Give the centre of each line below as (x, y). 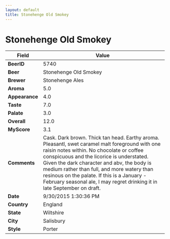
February (54, 182)
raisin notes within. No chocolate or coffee (93, 150)
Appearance (23, 97)
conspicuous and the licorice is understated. (96, 157)
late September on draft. (72, 188)
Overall (17, 122)
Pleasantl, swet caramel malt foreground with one (102, 144)
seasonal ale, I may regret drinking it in (112, 182)
